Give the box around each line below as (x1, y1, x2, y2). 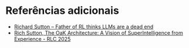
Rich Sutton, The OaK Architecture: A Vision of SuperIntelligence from (14, 29, 183, 36)
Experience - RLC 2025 (14, 35, 71, 42)
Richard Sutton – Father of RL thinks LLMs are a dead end (14, 23, 154, 30)
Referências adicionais (5, 4, 120, 17)
